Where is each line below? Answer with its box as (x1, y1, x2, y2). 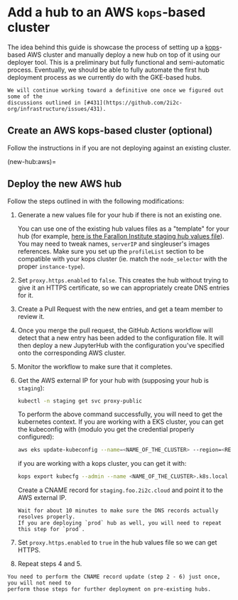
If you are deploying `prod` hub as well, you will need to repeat (17, 520, 222, 527)
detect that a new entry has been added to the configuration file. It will (17, 333, 224, 342)
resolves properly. (17, 513, 76, 520)
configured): (17, 432, 55, 441)
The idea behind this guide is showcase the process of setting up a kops (7, 43, 220, 51)
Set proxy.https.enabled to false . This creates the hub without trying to (17, 276, 229, 284)
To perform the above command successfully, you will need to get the (17, 410, 222, 419)
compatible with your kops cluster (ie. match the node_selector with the (17, 254, 227, 263)
